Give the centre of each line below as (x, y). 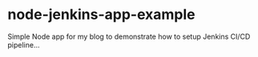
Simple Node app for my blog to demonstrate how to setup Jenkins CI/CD (129, 36)
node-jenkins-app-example (101, 15)
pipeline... (24, 44)
